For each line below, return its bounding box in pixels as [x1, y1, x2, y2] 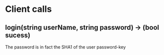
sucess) [5, 31, 31, 39]
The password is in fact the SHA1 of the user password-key [5, 44, 126, 50]
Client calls [5, 3, 52, 15]
